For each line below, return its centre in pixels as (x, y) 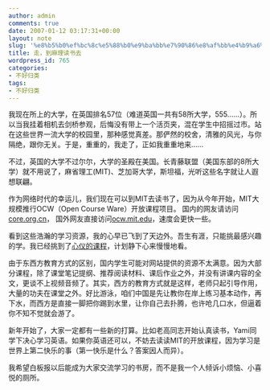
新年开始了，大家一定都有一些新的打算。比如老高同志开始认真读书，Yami (129, 330)
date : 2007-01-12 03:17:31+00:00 (64, 31)
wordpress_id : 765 (39, 61)
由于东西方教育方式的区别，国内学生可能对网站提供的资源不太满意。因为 (128, 263)
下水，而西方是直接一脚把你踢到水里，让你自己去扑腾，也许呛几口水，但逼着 (135, 303)
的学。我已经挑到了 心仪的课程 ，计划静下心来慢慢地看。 (100, 246)
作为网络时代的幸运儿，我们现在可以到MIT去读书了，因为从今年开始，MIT (130, 199)
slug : (17, 46)
